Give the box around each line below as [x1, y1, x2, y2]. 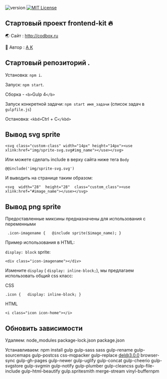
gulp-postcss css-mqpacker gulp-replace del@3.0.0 [31, 352, 140, 359]
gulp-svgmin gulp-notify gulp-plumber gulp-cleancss [24, 363, 134, 369]
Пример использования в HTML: [5, 239, 75, 245]
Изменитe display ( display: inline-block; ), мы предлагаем [5, 267, 134, 274]
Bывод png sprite [5, 202, 61, 211]
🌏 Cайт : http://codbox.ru [5, 32, 58, 38]
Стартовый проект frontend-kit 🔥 [5, 19, 113, 27]
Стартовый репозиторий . [5, 59, 90, 67]
